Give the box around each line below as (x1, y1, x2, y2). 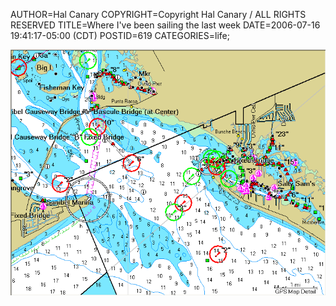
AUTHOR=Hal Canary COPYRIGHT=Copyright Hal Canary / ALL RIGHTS (10, 9, 307, 20)
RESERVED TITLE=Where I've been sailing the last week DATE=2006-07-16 (10, 19, 321, 31)
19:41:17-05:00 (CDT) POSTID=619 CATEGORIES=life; (10, 30, 230, 41)
